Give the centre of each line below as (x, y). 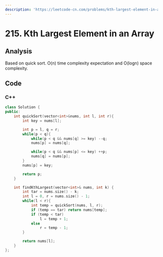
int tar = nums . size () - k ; (51, 192)
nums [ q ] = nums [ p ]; (50, 156)
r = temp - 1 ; (54, 228)
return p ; (32, 174)
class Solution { (23, 107)
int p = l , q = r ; (41, 129)
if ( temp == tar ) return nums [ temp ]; (69, 210)
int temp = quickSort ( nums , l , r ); (67, 206)
